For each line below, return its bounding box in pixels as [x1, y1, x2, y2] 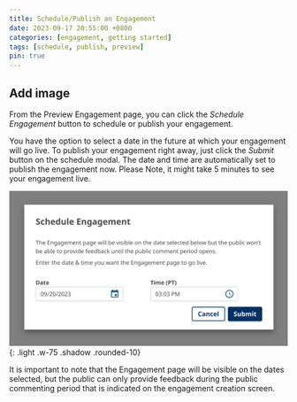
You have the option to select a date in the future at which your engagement [9, 135, 286, 146]
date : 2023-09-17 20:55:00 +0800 [9, 23, 133, 33]
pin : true [9, 51, 46, 61]
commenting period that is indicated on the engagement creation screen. [9, 383, 276, 393]
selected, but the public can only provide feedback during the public [9, 373, 258, 384]
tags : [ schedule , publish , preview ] [9, 43, 144, 51]
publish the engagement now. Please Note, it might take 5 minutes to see [9, 164, 275, 174]
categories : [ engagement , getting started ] [9, 33, 172, 42]
